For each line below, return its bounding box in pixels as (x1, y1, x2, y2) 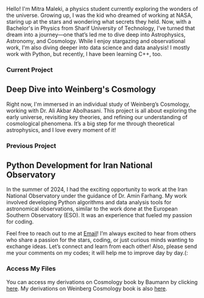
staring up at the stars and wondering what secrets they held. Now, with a (6, 18, 192, 25)
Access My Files (6, 265, 56, 273)
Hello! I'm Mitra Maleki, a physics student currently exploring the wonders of (6, 5, 199, 12)
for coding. (6, 218, 34, 226)
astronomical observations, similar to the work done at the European (6, 205, 178, 212)
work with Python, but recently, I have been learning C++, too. (6, 50, 163, 57)
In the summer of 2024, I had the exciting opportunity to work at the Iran (6, 185, 188, 193)
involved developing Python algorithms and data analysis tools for (6, 199, 172, 206)
